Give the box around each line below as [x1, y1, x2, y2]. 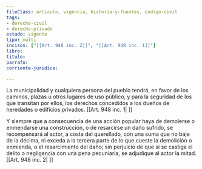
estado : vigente [6, 31, 47, 37]
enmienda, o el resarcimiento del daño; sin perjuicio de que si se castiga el [6, 143, 193, 151]
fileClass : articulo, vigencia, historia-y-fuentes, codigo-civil [6, 8, 178, 15]
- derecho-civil [6, 20, 47, 26]
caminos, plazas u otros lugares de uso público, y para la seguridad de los [6, 93, 192, 100]
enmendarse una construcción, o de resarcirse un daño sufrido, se [6, 124, 173, 132]
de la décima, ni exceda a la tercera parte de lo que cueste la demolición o [6, 137, 192, 144]
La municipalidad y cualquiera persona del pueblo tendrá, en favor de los [6, 87, 189, 94]
